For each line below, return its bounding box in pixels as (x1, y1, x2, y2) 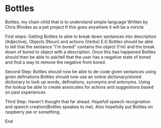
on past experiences (5, 89, 46, 95)
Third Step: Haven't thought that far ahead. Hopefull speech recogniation (5, 98, 151, 104)
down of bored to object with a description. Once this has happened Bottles (5, 49, 156, 55)
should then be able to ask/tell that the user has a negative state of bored (5, 54, 151, 60)
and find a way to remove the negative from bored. (5, 59, 106, 65)
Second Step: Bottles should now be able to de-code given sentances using (5, 68, 156, 74)
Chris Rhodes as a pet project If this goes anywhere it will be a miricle (5, 24, 144, 30)
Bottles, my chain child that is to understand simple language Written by (5, 19, 148, 25)
